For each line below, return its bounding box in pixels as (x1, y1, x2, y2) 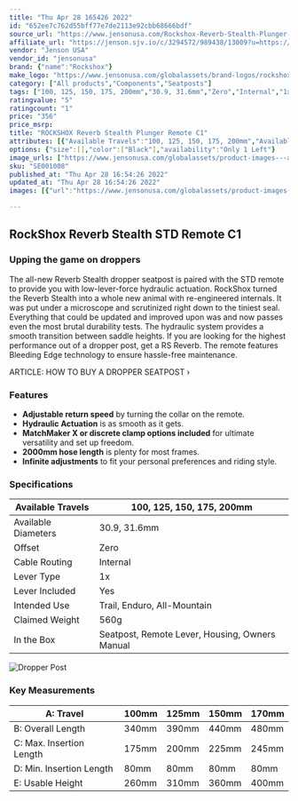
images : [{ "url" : (9, 186, 74, 195)
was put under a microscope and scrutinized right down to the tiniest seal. (9, 302, 281, 313)
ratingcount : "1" (9, 104, 74, 113)
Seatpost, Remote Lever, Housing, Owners (98, 628, 277, 640)
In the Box (13, 634, 56, 646)
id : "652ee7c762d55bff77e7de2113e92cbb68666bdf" (9, 21, 192, 30)
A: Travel (45, 707, 84, 719)
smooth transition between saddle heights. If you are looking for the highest (9, 330, 286, 341)
